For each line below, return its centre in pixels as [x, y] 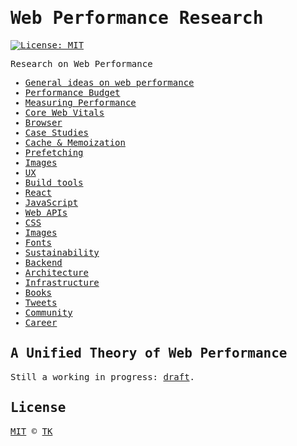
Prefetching [54, 152]
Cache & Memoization [75, 142]
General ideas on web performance [109, 82]
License [38, 408]
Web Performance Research [137, 18]
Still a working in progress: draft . [103, 376]
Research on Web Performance [81, 63]
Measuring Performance [80, 102]
